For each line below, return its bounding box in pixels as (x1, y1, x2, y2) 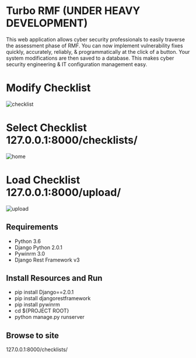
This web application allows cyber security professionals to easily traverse (6, 36, 185, 43)
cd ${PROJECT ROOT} (14, 307, 69, 314)
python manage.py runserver (14, 314, 85, 321)
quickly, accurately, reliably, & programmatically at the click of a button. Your (6, 48, 190, 55)
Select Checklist (6, 121, 87, 135)
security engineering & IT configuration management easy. (6, 60, 148, 68)
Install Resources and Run (6, 273, 103, 283)
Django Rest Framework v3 (14, 256, 80, 263)
